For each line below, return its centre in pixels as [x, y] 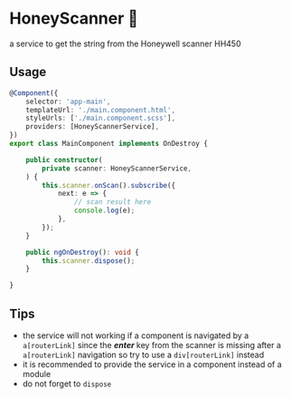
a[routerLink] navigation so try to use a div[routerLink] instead [143, 354]
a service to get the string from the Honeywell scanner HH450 [125, 44]
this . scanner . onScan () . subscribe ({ [109, 185]
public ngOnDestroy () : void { [83, 252]
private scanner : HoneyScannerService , [117, 168]
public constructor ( [64, 160]
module [37, 374]
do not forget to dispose [67, 383]
